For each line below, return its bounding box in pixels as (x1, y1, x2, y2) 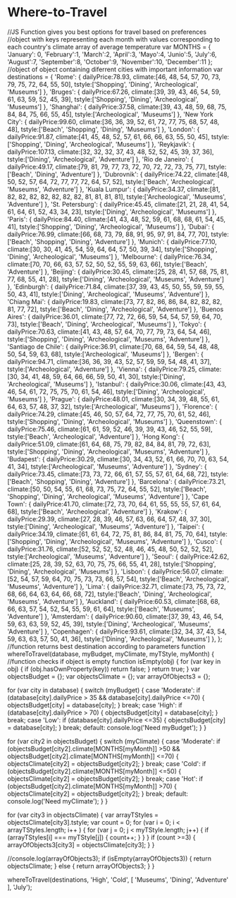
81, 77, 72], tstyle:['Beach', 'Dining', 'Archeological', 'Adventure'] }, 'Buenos (7, 305, 224, 313)
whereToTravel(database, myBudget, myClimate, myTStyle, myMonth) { (7, 650, 215, 658)
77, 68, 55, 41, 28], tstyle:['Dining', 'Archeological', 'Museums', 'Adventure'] (7, 274, 224, 283)
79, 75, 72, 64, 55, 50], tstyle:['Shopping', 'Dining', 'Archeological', (7, 80, 199, 88)
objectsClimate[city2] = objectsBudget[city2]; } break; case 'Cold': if (7, 759, 206, 767)
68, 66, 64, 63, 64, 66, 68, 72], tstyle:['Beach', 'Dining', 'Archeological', (7, 590, 213, 598)
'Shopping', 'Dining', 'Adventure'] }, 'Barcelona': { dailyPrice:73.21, (34, 477, 226, 485)
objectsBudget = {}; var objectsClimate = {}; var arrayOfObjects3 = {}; (7, 672, 211, 681)
